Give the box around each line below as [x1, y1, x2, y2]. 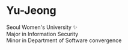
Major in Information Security [6, 30, 79, 37]
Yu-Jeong [6, 4, 56, 17]
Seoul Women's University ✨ [6, 23, 78, 31]
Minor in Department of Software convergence [6, 37, 122, 44]
